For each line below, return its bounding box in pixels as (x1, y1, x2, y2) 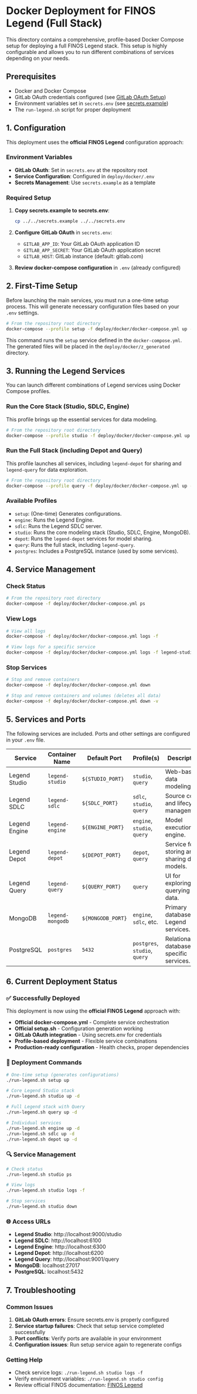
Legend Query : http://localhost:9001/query (14, 1256, 119, 1263)
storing (165, 847, 185, 855)
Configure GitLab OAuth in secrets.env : (14, 229, 113, 236)
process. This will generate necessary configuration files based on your (6, 303, 179, 310)
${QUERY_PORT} (81, 883, 121, 890)
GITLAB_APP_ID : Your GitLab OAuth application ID (23, 241, 140, 248)
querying (165, 886, 191, 894)
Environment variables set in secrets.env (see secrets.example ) (14, 100, 169, 107)
